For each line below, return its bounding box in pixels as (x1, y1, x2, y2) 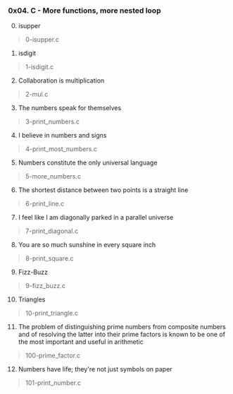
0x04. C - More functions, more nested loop (8, 6, 161, 16)
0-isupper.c (25, 35, 59, 44)
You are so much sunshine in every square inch (18, 241, 156, 249)
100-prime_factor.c (25, 352, 80, 360)
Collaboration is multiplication (18, 76, 105, 85)
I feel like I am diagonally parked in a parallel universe (18, 213, 174, 222)
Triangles (18, 295, 46, 304)
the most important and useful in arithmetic (18, 338, 144, 346)
